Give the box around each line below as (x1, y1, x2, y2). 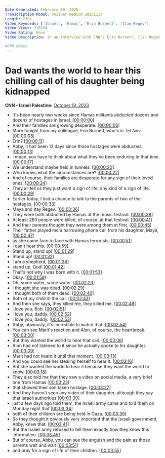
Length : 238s (5, 16, 32, 21)
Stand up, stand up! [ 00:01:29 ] (12, 248, 75, 254)
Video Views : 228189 (5, 26, 48, 31)
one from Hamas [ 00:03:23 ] (12, 379, 70, 385)
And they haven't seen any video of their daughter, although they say (12, 389, 153, 395)
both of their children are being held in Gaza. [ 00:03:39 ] (12, 411, 127, 417)
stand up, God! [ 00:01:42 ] (12, 264, 65, 269)
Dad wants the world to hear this (5, 65, 141, 76)
